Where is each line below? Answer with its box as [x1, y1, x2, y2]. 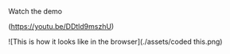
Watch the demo [8, 7, 62, 16]
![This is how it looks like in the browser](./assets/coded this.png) [8, 37, 223, 46]
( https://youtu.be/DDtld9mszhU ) [8, 22, 115, 31]
